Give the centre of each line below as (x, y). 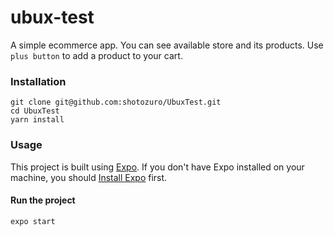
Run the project (43, 200)
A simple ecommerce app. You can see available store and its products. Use (167, 45)
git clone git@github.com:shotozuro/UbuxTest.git (116, 102)
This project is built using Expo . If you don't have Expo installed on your (157, 167)
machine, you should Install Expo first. (89, 177)
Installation (38, 81)
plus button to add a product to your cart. (96, 55)
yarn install (37, 120)
